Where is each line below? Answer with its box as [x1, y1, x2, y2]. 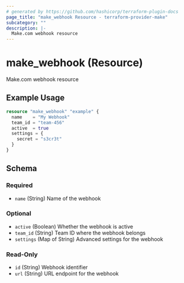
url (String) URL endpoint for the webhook [14, 270, 120, 277]
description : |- [6, 25, 46, 31]
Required [6, 181, 33, 189]
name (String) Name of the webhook [14, 195, 101, 202]
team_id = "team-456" [11, 120, 65, 126]
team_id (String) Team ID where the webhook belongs [14, 229, 146, 236]
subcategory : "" [6, 20, 46, 25]
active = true [11, 125, 49, 131]
